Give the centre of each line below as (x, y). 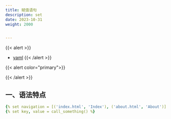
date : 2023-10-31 (24, 19)
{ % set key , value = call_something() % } (50, 111)
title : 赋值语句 (21, 10)
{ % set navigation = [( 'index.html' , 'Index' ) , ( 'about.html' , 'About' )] (86, 107)
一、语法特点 (26, 95)
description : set (24, 15)
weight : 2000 (19, 24)
